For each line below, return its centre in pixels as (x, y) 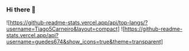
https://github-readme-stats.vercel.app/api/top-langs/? (79, 23)
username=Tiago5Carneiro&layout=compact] (63, 29)
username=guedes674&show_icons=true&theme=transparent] (85, 42)
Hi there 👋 (21, 10)
